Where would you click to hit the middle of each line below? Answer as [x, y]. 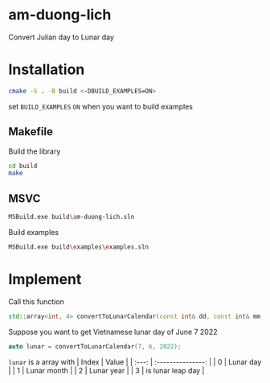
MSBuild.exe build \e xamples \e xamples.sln [79, 247]
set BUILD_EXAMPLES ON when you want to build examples [100, 106]
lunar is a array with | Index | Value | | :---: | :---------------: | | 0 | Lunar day [135, 362]
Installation [47, 70]
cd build [23, 166]
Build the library [35, 151]
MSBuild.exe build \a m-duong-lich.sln [72, 217]
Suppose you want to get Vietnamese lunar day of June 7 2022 [113, 332]
